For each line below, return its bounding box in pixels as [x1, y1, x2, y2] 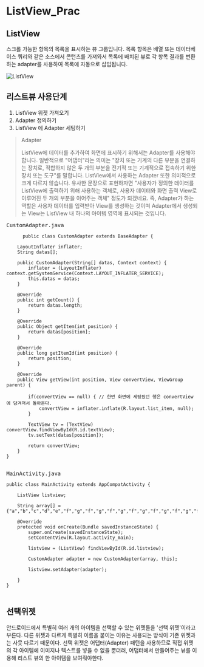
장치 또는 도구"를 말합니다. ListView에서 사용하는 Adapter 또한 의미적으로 [21, 171, 196, 179]
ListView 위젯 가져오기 [15, 109, 69, 116]
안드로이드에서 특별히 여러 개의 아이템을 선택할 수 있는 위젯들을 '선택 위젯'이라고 [6, 624, 196, 631]
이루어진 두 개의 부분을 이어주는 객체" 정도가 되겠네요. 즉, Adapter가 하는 [21, 194, 194, 202]
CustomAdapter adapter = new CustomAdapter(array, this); [28, 556, 178, 562]
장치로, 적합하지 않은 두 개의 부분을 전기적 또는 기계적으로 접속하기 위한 [27, 164, 196, 171]
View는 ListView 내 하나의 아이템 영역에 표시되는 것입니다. [27, 210, 166, 217]
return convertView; [28, 442, 80, 449]
